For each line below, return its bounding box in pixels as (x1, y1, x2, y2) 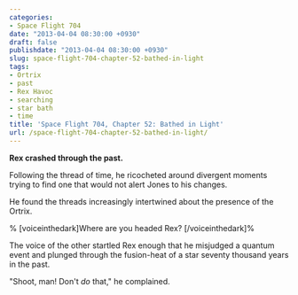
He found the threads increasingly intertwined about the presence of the (9, 196, 274, 206)
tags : (9, 63, 29, 72)
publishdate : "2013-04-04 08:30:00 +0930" (9, 46, 169, 55)
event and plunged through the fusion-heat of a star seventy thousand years (9, 249, 289, 260)
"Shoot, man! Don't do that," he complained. (9, 276, 170, 286)
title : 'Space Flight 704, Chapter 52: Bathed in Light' (9, 120, 224, 129)
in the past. (9, 259, 51, 269)
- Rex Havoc (9, 87, 53, 96)
